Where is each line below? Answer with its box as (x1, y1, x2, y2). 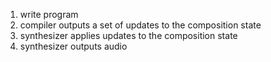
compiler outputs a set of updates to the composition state (19, 19, 262, 31)
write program (19, 9, 79, 20)
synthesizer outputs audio (19, 40, 128, 52)
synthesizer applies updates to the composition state (19, 30, 238, 41)
